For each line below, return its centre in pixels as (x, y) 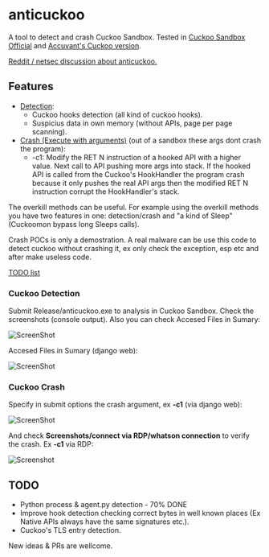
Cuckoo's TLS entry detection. (70, 530)
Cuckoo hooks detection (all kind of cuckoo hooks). (117, 114)
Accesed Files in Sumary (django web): (73, 351)
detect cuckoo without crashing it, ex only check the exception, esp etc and (134, 248)
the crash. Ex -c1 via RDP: (51, 444)
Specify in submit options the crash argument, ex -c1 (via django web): (125, 405)
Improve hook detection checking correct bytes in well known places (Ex (140, 514)
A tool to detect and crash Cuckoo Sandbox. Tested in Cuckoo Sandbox (127, 37)
